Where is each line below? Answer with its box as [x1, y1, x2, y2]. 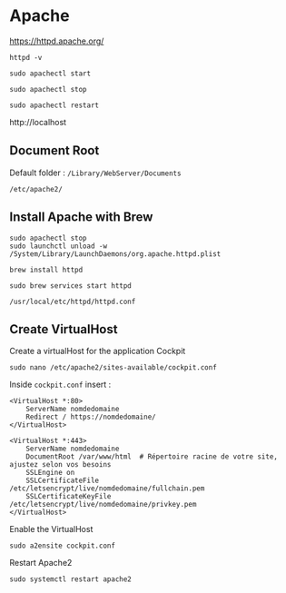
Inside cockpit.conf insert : [9, 379, 112, 390]
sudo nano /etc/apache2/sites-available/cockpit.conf [9, 363, 218, 372]
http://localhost [9, 116, 66, 127]
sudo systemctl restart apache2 [9, 575, 132, 584]
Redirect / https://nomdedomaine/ [25, 412, 156, 422]
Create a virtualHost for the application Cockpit [9, 346, 186, 357]
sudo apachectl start [9, 69, 92, 78]
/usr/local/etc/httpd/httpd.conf [9, 297, 136, 306]
